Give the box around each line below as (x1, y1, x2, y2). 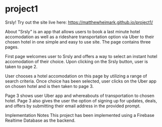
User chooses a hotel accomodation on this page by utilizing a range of (5, 73, 147, 79)
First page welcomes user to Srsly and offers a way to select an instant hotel (5, 53, 158, 59)
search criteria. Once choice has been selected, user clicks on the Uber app (5, 78, 157, 84)
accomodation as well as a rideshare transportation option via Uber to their (5, 34, 154, 40)
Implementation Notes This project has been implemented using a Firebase (5, 112, 155, 118)
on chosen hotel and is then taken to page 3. (5, 83, 94, 89)
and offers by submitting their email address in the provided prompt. (5, 103, 141, 109)
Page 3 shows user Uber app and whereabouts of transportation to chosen (5, 93, 155, 99)
